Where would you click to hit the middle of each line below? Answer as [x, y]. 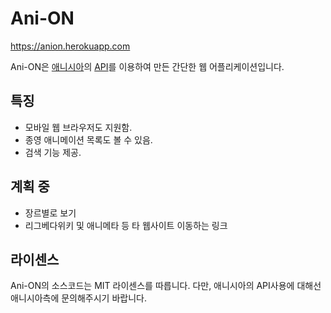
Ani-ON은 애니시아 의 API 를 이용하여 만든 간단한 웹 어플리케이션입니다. [147, 66]
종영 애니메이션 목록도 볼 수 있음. [88, 139]
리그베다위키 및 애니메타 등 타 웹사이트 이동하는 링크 [126, 225]
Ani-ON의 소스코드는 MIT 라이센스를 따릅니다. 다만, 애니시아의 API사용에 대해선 [166, 286]
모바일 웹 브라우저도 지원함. [78, 127]
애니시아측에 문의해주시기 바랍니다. [78, 298]
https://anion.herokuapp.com [70, 46]
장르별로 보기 [50, 213]
